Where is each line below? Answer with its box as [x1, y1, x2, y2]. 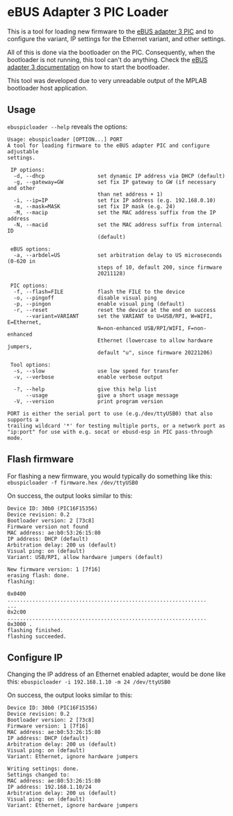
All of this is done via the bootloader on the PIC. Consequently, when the [7, 48, 216, 56]
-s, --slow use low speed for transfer [13, 367, 179, 375]
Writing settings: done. [7, 765, 79, 773]
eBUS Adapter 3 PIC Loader [7, 4, 169, 20]
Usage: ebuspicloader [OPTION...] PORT [7, 136, 123, 143]
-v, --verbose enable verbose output [13, 373, 163, 380]
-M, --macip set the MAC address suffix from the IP [13, 209, 216, 216]
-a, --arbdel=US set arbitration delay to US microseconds [13, 251, 223, 258]
